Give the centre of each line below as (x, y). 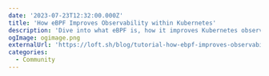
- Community (36, 60)
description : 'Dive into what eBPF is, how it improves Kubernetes (123, 30)
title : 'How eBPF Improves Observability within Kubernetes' (112, 23)
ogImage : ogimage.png (44, 38)
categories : (28, 52)
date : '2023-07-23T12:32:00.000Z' (66, 15)
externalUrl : (30, 45)
